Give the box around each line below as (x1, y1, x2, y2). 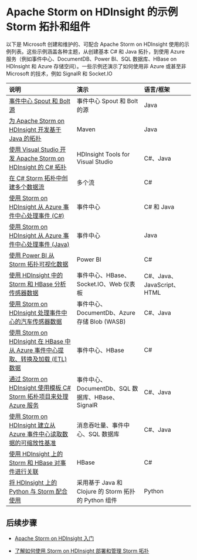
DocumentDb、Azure (76, 308, 136, 316)
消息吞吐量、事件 (76, 421, 124, 429)
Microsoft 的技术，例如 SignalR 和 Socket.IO (6, 70, 113, 77)
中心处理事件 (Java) (15, 240, 70, 248)
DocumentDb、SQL (76, 384, 131, 392)
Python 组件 (84, 496, 117, 504)
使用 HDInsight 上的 (9, 449, 63, 458)
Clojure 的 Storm (76, 487, 123, 495)
